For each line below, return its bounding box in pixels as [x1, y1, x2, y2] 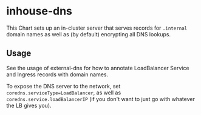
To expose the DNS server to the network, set [6, 82, 121, 90]
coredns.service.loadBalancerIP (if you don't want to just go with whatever [6, 95, 196, 102]
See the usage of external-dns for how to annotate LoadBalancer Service [6, 64, 189, 71]
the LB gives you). [6, 102, 52, 109]
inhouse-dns [6, 4, 73, 18]
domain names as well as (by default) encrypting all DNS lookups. [6, 30, 171, 38]
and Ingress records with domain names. [6, 71, 109, 78]
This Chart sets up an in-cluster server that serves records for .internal [6, 24, 188, 31]
